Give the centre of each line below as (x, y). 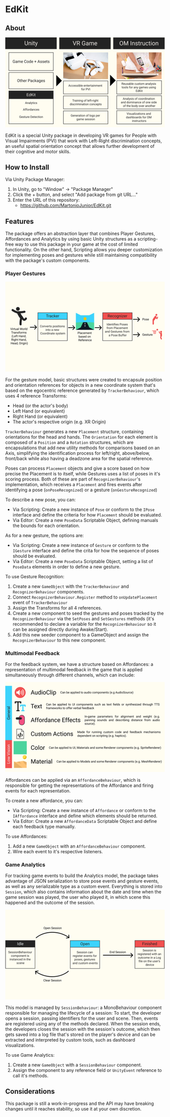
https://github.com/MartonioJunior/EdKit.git (66, 206)
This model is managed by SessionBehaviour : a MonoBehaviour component (83, 1007)
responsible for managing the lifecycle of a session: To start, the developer (83, 1013)
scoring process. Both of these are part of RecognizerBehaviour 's (73, 479)
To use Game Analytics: (30, 1055)
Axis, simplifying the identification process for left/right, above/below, (78, 453)
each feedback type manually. (44, 826)
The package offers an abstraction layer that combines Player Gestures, (80, 233)
